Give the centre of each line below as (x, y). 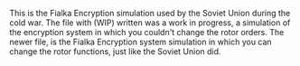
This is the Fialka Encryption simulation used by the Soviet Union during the (150, 13)
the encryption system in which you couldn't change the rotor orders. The (147, 32)
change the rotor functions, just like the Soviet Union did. (115, 52)
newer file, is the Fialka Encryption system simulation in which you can (141, 42)
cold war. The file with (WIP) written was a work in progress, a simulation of (150, 23)
